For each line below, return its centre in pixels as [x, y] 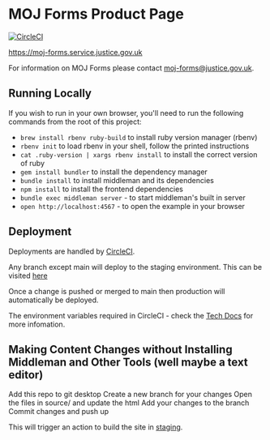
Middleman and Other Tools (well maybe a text [129, 362]
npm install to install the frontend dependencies [102, 189]
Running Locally [50, 94]
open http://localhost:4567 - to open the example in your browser [133, 206]
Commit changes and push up [59, 412]
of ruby [32, 163]
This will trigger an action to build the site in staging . [96, 427]
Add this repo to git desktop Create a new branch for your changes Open [131, 395]
